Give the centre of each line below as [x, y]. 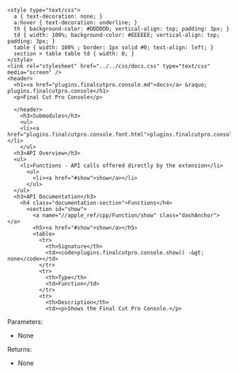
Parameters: [25, 322]
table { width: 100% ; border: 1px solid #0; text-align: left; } [114, 48]
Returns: [20, 349]
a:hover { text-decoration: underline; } [76, 23]
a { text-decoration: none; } [58, 16]
